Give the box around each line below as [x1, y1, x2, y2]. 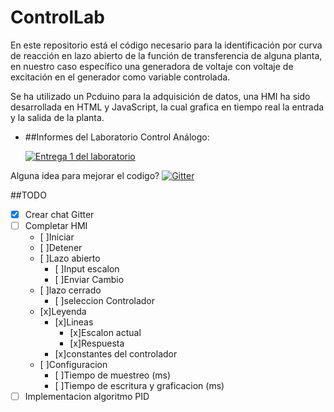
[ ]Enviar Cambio [54, 274, 125, 286]
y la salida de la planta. [10, 111, 105, 123]
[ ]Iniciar [39, 231, 75, 243]
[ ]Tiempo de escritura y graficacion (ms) [54, 380, 225, 392]
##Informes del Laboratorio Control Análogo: [24, 131, 210, 143]
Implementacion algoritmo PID [24, 391, 150, 403]
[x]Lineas [54, 316, 94, 328]
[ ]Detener [39, 242, 83, 254]
